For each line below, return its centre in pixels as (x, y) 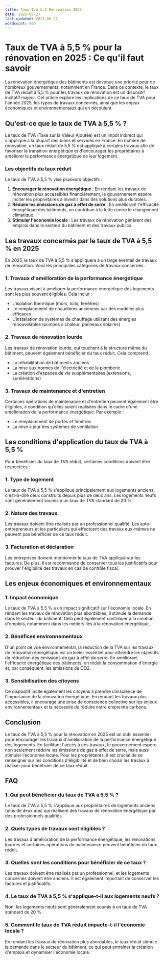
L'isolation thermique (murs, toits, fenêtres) (56, 303)
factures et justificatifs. (28, 884)
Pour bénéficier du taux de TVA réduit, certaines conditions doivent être (78, 461)
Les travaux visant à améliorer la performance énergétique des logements (80, 289)
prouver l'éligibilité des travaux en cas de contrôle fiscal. (62, 568)
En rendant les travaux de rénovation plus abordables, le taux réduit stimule (81, 941)
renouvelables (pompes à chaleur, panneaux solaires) (66, 325)
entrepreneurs (20, 529)
